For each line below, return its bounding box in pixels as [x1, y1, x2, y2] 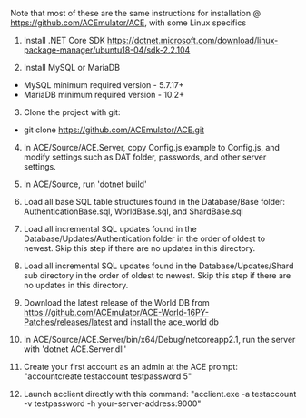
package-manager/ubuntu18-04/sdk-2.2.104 [23, 44, 191, 55]
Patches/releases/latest [23, 316, 113, 327]
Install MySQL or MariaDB [23, 63, 121, 73]
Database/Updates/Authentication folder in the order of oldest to [23, 233, 266, 244]
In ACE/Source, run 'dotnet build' [23, 179, 148, 190]
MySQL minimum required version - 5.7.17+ [23, 80, 184, 90]
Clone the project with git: [23, 107, 121, 117]
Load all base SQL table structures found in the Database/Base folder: [23, 197, 285, 207]
